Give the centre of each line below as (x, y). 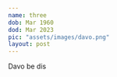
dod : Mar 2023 (31, 30)
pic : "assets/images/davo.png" (59, 37)
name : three (27, 15)
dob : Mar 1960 (31, 23)
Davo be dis (27, 66)
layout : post (29, 44)
